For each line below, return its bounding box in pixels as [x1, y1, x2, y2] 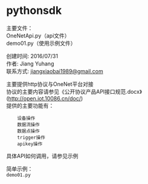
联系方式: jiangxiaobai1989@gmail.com [6, 67, 104, 74]
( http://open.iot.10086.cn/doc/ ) [6, 94, 83, 102]
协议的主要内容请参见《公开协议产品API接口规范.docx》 [6, 88, 143, 95]
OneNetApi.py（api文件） [6, 31, 71, 39]
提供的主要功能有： [6, 102, 54, 109]
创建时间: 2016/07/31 [6, 52, 59, 59]
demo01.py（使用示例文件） [6, 39, 77, 47]
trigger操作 [17, 134, 45, 140]
